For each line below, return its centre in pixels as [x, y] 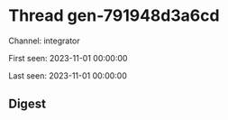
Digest [27, 104]
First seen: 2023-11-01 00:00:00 [68, 58]
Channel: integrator [44, 41]
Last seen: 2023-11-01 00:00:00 [68, 75]
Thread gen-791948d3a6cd [114, 16]
